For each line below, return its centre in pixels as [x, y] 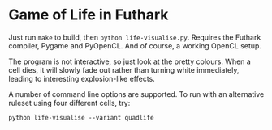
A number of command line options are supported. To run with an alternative [136, 94]
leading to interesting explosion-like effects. [82, 78]
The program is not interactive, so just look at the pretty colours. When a [130, 61]
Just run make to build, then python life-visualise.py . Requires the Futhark [135, 37]
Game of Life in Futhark [89, 15]
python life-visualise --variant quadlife [81, 117]
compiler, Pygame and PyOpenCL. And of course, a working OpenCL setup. [135, 45]
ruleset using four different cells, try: [69, 103]
